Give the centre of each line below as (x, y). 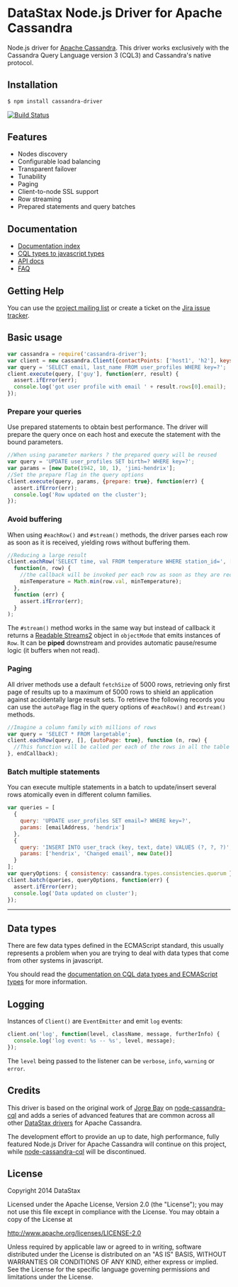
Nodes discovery (42, 154)
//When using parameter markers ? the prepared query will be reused (112, 455)
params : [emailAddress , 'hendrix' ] (73, 827)
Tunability (32, 177)
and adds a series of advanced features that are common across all (116, 1115)
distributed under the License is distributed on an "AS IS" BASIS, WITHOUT (117, 1254)
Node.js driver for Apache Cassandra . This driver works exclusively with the (118, 47)
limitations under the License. (50, 1277)
